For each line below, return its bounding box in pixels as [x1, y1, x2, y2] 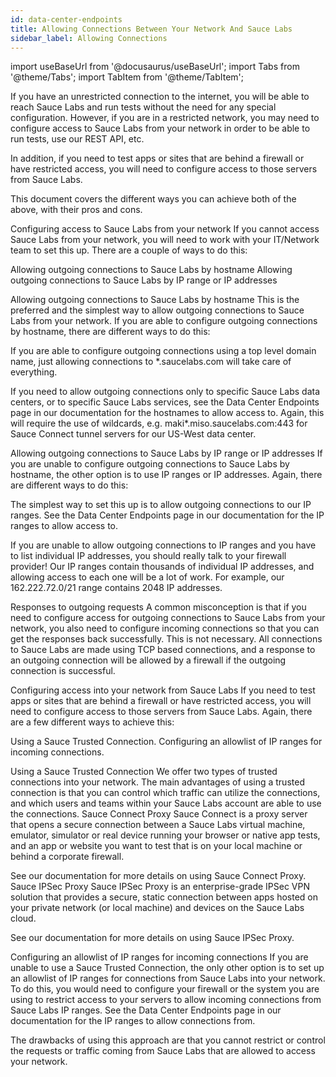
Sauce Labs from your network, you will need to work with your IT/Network [10, 234, 320, 246]
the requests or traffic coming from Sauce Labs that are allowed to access [10, 1045, 316, 1057]
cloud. [10, 912, 37, 925]
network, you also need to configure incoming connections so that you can [10, 622, 320, 635]
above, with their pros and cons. [10, 204, 143, 216]
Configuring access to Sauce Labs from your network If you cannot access [10, 223, 320, 235]
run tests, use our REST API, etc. [10, 133, 145, 145]
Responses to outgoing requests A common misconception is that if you [10, 601, 307, 613]
